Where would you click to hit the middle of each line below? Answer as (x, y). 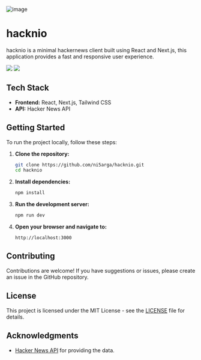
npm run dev (30, 215)
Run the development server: (52, 204)
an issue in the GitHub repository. (47, 277)
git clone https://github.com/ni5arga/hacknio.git (79, 165)
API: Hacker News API (43, 109)
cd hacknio (28, 170)
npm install (30, 193)
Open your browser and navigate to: (61, 227)
